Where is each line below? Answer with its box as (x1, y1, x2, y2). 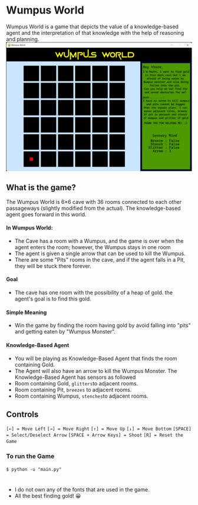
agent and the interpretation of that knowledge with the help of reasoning (6, 29, 184, 36)
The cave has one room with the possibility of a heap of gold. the (14, 289, 173, 296)
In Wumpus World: (6, 225, 53, 232)
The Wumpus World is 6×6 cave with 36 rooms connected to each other (6, 198, 181, 205)
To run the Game (6, 452, 55, 460)
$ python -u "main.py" (6, 466, 62, 472)
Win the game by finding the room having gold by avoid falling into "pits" (14, 322, 192, 329)
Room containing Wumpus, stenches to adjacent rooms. (14, 392, 148, 400)
